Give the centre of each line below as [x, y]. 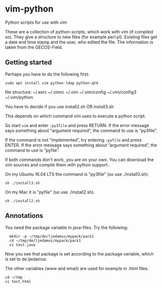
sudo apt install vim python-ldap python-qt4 [52, 83]
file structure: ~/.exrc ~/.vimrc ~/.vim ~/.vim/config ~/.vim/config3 [71, 92]
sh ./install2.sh [22, 201]
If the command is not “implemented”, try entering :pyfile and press [73, 140]
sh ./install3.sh [22, 183]
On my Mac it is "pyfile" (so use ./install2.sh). [50, 192]
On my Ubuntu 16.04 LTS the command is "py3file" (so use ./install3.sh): [77, 174]
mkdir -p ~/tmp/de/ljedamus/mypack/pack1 [52, 236]
